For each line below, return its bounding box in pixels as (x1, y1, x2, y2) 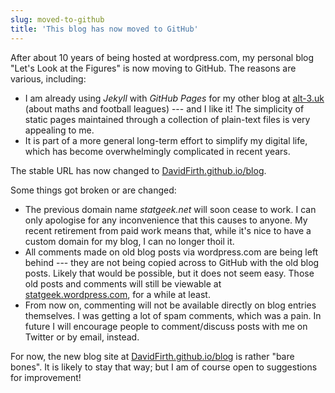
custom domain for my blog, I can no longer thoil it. (24, 235, 235, 247)
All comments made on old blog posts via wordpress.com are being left (24, 246, 319, 258)
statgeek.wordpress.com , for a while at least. (24, 288, 211, 300)
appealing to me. (24, 124, 95, 136)
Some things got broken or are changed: (10, 184, 177, 196)
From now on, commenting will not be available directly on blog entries (24, 299, 317, 311)
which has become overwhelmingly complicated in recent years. (24, 145, 291, 157)
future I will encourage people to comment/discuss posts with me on (24, 320, 308, 332)
